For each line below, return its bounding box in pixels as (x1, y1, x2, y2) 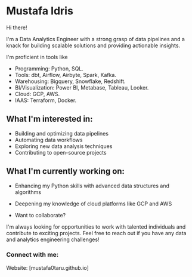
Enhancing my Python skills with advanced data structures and (14, 182, 170, 189)
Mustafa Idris (6, 4, 73, 18)
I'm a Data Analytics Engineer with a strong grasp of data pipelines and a (6, 35, 185, 42)
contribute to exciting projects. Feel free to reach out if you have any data (6, 229, 187, 236)
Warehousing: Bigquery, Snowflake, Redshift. (14, 78, 126, 85)
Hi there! (6, 24, 27, 31)
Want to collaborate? (14, 211, 66, 218)
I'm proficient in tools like (6, 53, 68, 60)
